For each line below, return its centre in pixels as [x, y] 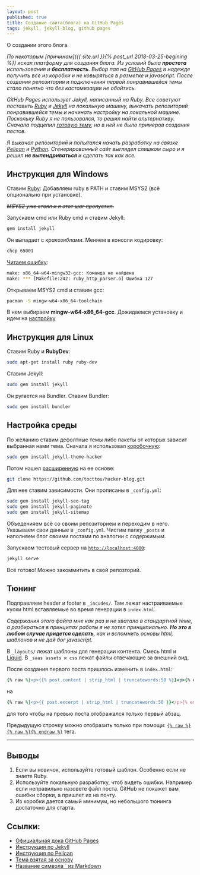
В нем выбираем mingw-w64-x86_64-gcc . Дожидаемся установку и [95, 312]
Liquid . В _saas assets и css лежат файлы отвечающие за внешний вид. [98, 658]
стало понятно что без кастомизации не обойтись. [72, 88]
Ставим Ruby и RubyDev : [39, 352]
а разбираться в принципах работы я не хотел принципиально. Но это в [99, 627]
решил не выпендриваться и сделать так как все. [71, 156]
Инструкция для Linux [50, 337]
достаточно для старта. [45, 808]
